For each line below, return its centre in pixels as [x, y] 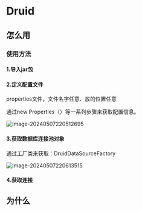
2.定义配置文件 [25, 84]
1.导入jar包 [20, 69]
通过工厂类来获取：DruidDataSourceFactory [61, 153]
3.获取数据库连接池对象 [35, 138]
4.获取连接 [20, 180]
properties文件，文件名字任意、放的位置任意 [61, 99]
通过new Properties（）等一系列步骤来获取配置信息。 [73, 112]
